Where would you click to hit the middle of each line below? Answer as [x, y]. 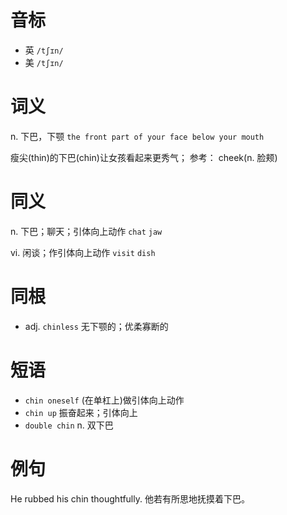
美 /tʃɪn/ [44, 62]
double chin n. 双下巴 [69, 425]
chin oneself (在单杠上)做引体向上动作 [104, 400]
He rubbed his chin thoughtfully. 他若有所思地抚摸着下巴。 [130, 498]
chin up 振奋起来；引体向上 [81, 412]
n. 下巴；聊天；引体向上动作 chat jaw [86, 231]
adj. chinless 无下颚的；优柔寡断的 [96, 326]
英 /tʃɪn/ [44, 50]
